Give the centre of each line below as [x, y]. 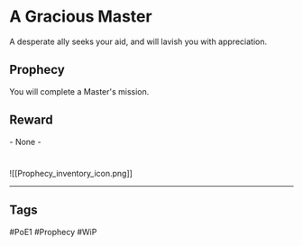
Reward [32, 120]
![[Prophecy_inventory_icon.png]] [71, 173]
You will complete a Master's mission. [79, 91]
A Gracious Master [81, 17]
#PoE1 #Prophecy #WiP [53, 232]
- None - [26, 141]
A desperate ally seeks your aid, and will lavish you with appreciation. [138, 41]
